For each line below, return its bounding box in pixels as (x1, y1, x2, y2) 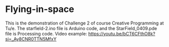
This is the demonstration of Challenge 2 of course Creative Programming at (5, 20, 164, 26)
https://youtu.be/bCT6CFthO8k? (88, 30, 155, 36)
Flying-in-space (5, 3, 75, 15)
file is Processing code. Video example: (5, 30, 87, 36)
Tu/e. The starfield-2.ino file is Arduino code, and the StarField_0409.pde (5, 25, 157, 31)
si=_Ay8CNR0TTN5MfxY (5, 36, 57, 42)
